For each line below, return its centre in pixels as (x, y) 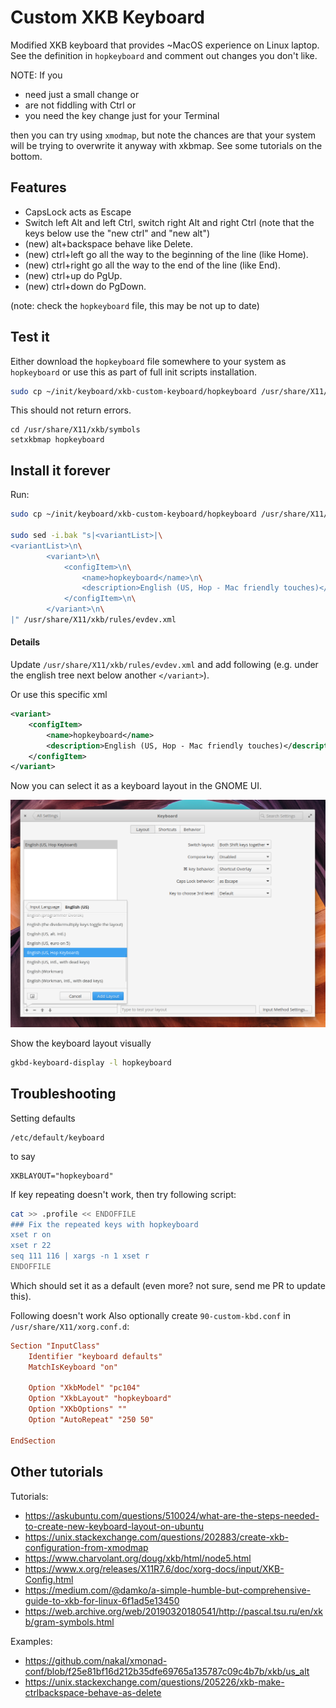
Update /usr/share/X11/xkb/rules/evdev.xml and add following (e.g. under (164, 665)
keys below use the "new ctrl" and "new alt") (117, 233)
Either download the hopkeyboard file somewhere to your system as (148, 361)
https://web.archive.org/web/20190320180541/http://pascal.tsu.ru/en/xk (173, 1611)
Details (25, 642)
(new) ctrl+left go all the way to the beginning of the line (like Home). (166, 254)
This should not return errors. (71, 410)
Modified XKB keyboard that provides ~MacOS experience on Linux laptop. (165, 45)
